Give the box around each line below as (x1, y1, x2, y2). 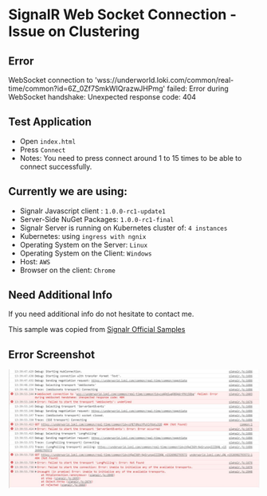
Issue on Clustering (8, 22, 140, 41)
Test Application (8, 115, 92, 129)
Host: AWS (19, 256, 51, 266)
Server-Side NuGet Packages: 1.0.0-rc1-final (19, 214, 175, 224)
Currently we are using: (8, 185, 128, 198)
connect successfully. (19, 162, 92, 171)
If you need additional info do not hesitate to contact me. (8, 309, 194, 319)
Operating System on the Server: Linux (19, 240, 148, 249)
